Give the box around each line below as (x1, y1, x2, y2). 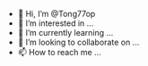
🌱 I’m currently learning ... (17, 28, 114, 37)
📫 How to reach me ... (17, 47, 101, 57)
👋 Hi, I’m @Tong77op (17, 9, 96, 19)
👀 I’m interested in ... (17, 18, 94, 29)
